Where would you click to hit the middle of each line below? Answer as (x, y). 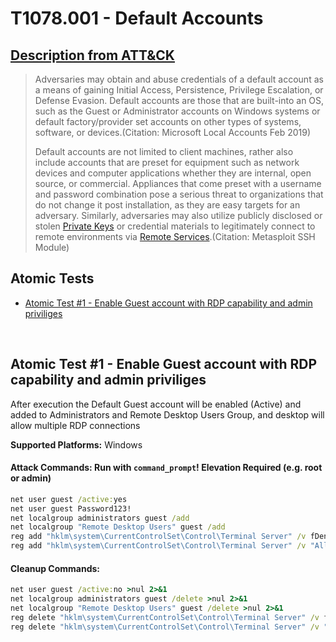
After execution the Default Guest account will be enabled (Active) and (156, 404)
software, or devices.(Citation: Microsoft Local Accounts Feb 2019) (173, 132)
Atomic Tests (52, 278)
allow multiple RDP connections (75, 425)
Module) (52, 247)
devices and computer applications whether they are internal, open (173, 173)
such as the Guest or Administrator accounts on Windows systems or (177, 111)
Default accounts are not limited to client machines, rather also (164, 151)
